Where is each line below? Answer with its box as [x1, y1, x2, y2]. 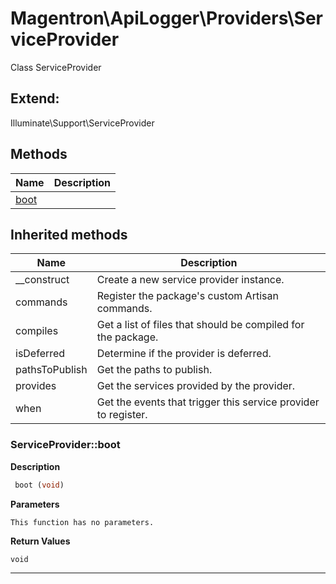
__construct [15, 273, 70, 287]
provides [15, 379, 57, 393]
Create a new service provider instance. [96, 273, 285, 287]
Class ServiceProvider [10, 61, 102, 73]
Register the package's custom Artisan [96, 289, 279, 303]
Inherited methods [10, 226, 128, 243]
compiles [15, 324, 59, 338]
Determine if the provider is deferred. [96, 347, 272, 361]
